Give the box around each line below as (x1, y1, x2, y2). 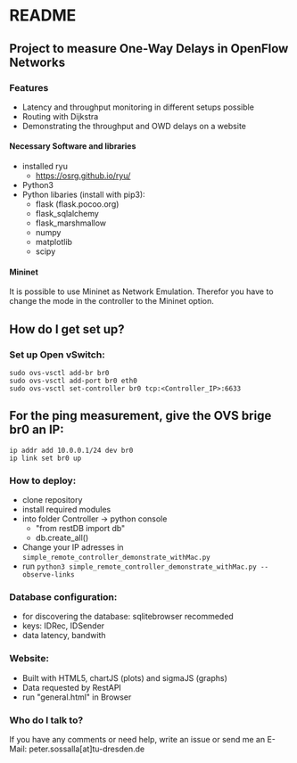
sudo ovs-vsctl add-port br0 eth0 (9, 376, 138, 385)
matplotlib (35, 237, 73, 248)
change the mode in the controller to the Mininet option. (9, 296, 214, 307)
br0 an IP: (9, 423, 64, 438)
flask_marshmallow (35, 217, 107, 228)
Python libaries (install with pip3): (21, 189, 145, 201)
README (9, 5, 77, 26)
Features (9, 81, 49, 94)
